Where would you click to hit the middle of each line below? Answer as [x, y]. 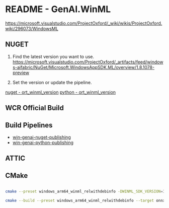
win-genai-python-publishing [43, 143]
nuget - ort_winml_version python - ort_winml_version [61, 92]
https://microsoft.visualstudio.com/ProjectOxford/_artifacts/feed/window [88, 62]
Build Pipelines [29, 125]
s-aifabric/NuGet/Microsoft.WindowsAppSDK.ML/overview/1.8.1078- [83, 67]
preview [21, 73]
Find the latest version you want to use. [53, 56]
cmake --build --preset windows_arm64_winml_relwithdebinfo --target [80, 201]
